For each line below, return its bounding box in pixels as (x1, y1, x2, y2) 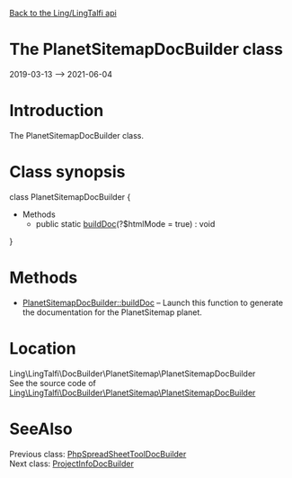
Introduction (9, 101, 104, 121)
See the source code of (9, 377, 97, 388)
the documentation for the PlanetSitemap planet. (22, 306, 202, 318)
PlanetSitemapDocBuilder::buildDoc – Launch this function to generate (22, 297, 284, 308)
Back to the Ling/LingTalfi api (9, 8, 117, 18)
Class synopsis (9, 162, 126, 183)
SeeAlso (9, 419, 74, 439)
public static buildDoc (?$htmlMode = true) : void (35, 218, 216, 229)
